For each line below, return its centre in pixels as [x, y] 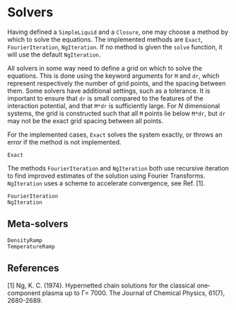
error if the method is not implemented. [64, 142]
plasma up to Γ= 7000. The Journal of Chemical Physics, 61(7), [134, 293]
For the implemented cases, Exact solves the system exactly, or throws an [115, 134]
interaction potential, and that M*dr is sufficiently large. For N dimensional [114, 105]
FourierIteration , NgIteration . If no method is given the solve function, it [115, 47]
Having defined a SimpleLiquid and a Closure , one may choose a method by [118, 32]
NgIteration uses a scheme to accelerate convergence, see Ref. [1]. [106, 183]
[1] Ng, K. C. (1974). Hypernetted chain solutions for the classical [101, 285]
